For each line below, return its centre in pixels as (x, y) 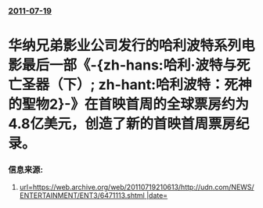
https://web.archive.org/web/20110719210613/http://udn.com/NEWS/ (143, 187)
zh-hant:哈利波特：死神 (175, 85)
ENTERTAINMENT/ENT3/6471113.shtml (82, 195)
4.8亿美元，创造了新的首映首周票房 (122, 124)
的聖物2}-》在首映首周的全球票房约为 (128, 104)
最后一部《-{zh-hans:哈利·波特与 (130, 65)
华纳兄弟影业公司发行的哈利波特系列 (125, 46)
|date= (157, 195)
